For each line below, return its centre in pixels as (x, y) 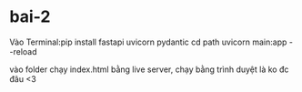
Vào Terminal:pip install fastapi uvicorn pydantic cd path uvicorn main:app (148, 42)
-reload (23, 51)
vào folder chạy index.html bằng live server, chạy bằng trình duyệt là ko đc (149, 69)
